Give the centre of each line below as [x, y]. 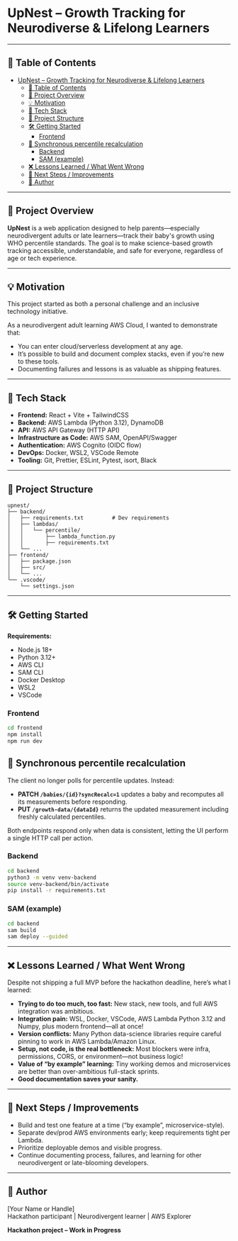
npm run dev [25, 741]
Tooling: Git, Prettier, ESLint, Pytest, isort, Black [87, 460]
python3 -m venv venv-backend [52, 877]
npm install [25, 734]
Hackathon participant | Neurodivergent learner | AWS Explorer [100, 1216]
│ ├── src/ [27, 568]
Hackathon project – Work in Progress [64, 1230]
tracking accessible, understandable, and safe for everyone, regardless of [115, 250]
